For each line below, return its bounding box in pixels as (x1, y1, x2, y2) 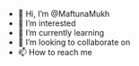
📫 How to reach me (17, 47, 92, 57)
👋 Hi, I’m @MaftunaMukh (17, 9, 110, 19)
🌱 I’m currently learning (17, 28, 105, 37)
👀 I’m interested (17, 18, 76, 29)
